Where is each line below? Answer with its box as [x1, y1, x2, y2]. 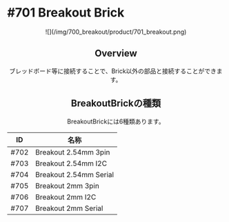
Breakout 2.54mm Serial [35, 170, 114, 179]
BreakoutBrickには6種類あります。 [67, 117, 165, 125]
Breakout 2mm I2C [35, 192, 97, 201]
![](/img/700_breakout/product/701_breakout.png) [45, 28, 187, 36]
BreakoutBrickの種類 [70, 98, 161, 110]
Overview [94, 48, 138, 59]
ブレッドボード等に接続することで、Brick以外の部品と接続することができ [9, 67, 217, 75]
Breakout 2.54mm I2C [35, 159, 108, 168]
